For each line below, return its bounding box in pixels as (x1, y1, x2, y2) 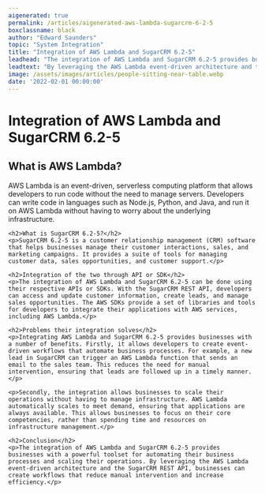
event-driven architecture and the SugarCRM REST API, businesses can (8, 464, 245, 472)
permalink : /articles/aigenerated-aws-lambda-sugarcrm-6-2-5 (8, 19, 214, 27)
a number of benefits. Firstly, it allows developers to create (8, 340, 224, 348)
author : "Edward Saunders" (8, 33, 97, 42)
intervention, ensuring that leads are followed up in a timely (8, 368, 224, 376)
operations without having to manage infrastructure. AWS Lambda (8, 395, 227, 403)
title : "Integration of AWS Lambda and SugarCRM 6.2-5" (8, 48, 196, 56)
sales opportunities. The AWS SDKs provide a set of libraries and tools (8, 298, 256, 306)
